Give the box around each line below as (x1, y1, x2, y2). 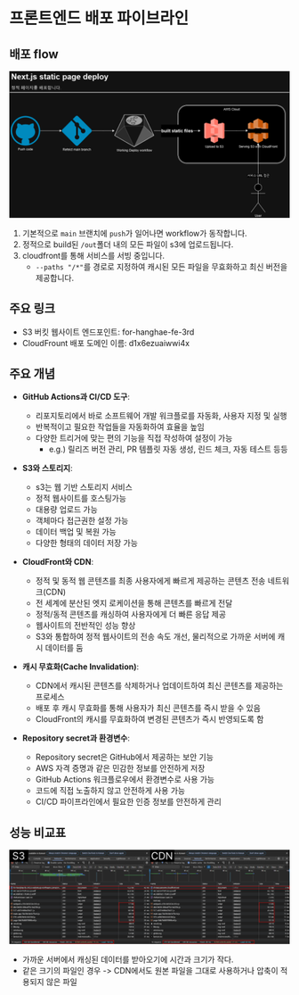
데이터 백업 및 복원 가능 (35, 527, 117, 537)
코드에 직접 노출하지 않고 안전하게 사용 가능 (35, 785, 185, 796)
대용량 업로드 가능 (35, 504, 98, 515)
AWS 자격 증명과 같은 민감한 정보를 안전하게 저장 (35, 763, 206, 774)
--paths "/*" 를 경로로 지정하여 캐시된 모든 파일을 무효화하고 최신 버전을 (35, 261, 287, 272)
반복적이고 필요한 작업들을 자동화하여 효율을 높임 (35, 421, 205, 433)
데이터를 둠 (44, 643, 84, 653)
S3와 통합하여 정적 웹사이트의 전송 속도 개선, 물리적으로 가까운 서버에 (35, 631, 276, 643)
